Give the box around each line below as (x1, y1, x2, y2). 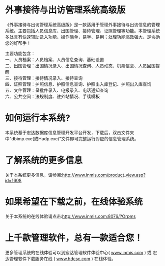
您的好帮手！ (5, 40, 31, 46)
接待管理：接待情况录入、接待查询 (13, 75, 82, 81)
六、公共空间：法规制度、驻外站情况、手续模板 (5, 93, 100, 99)
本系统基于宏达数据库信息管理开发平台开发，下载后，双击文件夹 (5, 130, 134, 135)
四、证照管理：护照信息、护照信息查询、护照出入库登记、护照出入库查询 (5, 81, 151, 87)
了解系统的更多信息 (5, 155, 83, 166)
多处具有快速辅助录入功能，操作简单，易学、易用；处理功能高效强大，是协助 (5, 34, 160, 40)
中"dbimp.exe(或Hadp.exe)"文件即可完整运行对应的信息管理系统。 (5, 135, 139, 141)
